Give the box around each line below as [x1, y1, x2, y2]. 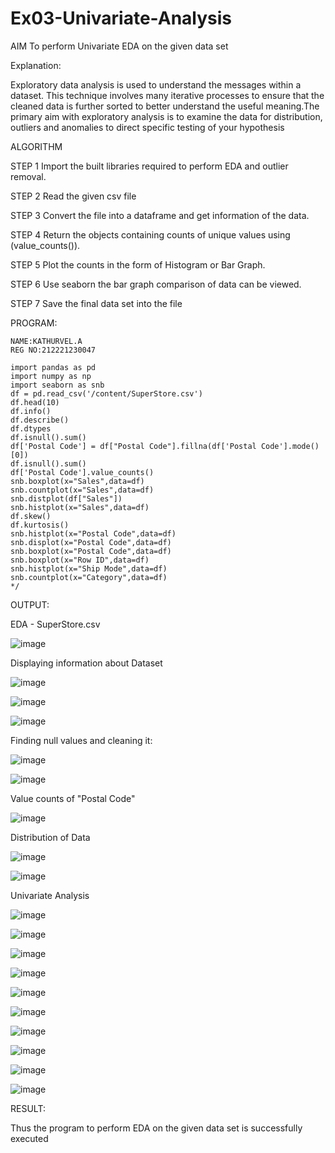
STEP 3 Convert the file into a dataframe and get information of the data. [10, 209, 310, 221]
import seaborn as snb [10, 380, 105, 390]
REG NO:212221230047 [10, 345, 97, 355]
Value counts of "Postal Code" [10, 792, 136, 804]
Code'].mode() [260, 441, 320, 451]
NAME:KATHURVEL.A [10, 336, 83, 346]
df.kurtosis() [10, 520, 70, 530]
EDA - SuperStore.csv [10, 618, 101, 630]
